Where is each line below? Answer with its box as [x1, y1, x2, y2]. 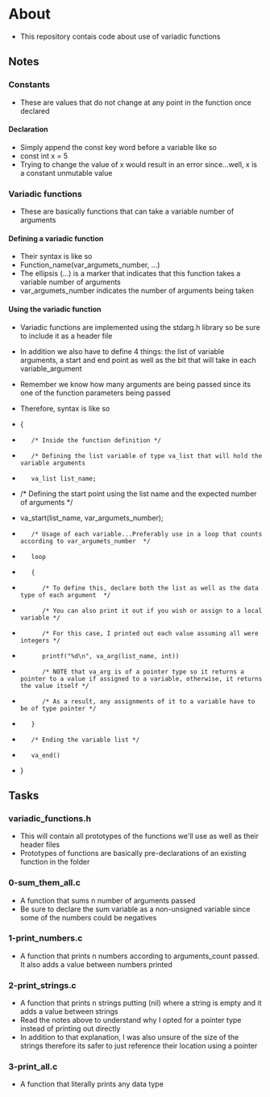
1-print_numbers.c [8, 932, 83, 944]
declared [19, 106, 50, 115]
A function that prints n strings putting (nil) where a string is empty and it [19, 998, 262, 1008]
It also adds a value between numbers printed [19, 959, 173, 969]
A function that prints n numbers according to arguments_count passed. [19, 951, 260, 961]
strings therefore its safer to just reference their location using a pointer [19, 1041, 258, 1051]
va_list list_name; [31, 474, 97, 482]
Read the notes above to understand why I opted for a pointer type [19, 1016, 242, 1025]
